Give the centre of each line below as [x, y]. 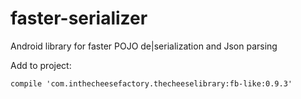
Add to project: [41, 65]
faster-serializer [79, 18]
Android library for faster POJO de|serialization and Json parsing [144, 46]
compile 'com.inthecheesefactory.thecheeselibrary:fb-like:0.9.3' [151, 83]
